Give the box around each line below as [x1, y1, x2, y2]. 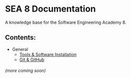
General [12, 46, 28, 52]
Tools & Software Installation [19, 51, 77, 57]
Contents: [5, 33, 36, 42]
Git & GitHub [19, 57, 45, 62]
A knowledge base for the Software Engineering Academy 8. [5, 19, 127, 25]
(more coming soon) [5, 68, 46, 74]
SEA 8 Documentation [5, 3, 96, 15]
